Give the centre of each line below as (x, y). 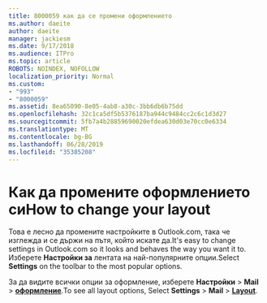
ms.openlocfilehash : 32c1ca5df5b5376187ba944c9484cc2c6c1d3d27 (118, 115)
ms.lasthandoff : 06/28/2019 (56, 144)
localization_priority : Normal (61, 76)
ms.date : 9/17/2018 (41, 46)
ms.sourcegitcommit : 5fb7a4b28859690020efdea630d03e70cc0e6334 (118, 122)
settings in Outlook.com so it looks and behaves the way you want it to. (127, 249)
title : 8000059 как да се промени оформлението (90, 16)
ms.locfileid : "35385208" (52, 152)
